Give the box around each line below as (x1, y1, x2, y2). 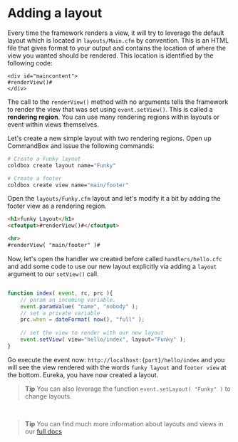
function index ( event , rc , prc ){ (7, 290, 113, 297)
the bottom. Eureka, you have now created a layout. (7, 370, 159, 379)
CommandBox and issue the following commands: (7, 141, 155, 150)
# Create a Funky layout (7, 155, 81, 162)
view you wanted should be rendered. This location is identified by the (7, 51, 214, 60)
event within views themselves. (7, 120, 100, 129)
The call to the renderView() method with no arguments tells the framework (7, 98, 229, 106)
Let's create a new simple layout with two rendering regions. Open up (7, 134, 212, 142)
